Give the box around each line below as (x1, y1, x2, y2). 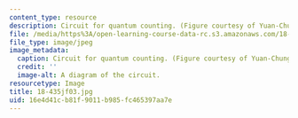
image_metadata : (9, 46, 69, 55)
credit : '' (17, 63, 58, 72)
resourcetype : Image (9, 79, 86, 88)
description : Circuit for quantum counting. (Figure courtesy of (9, 21, 255, 30)
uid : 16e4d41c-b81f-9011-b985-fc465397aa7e (9, 95, 173, 105)
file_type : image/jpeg (9, 37, 93, 47)
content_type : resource (9, 12, 98, 22)
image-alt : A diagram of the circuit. (17, 71, 161, 80)
